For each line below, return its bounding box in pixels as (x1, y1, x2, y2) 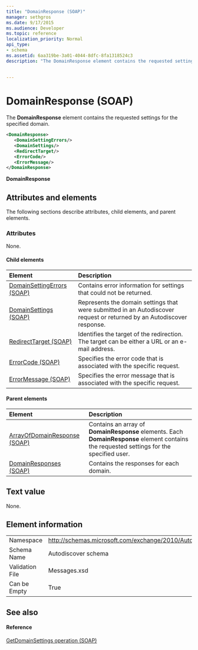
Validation (9, 563, 37, 571)
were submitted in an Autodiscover (78, 305, 175, 314)
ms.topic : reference (6, 31, 57, 37)
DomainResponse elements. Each (88, 427, 183, 435)
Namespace (9, 536, 43, 544)
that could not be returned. (78, 288, 152, 297)
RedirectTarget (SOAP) (9, 337, 72, 346)
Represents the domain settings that (78, 298, 178, 306)
